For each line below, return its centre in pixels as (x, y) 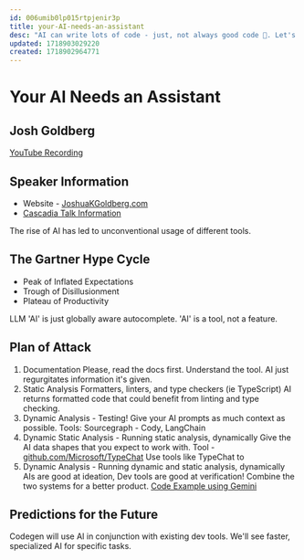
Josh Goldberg (52, 130)
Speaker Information (69, 181)
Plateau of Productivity (66, 301)
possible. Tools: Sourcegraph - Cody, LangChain (114, 428)
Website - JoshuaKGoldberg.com (85, 203)
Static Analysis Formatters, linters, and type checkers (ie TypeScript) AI (157, 388)
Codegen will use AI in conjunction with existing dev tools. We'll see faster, (150, 536)
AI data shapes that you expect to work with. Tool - (119, 447)
